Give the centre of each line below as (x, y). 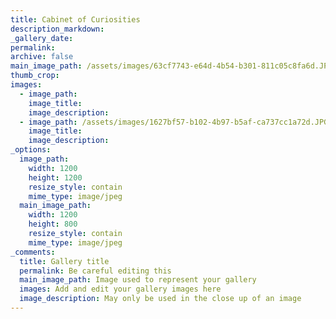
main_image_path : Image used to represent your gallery (138, 280)
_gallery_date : (42, 38)
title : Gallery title (64, 261)
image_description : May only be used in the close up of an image (160, 299)
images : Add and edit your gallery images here (120, 289)
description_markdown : (57, 29)
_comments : (33, 252)
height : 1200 (55, 177)
